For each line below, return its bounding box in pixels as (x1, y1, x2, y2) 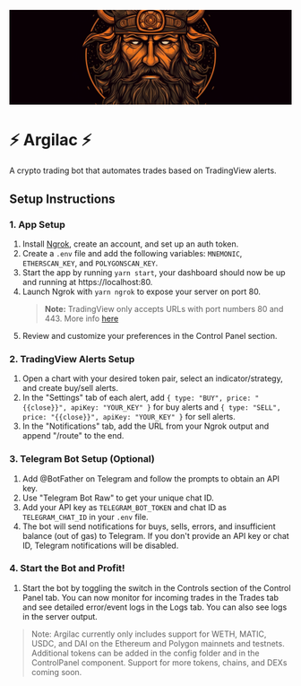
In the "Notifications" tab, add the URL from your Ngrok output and (21, 421, 270, 431)
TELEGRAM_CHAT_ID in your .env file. (21, 511, 150, 522)
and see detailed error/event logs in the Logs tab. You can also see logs (21, 602, 288, 612)
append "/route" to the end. (21, 430, 125, 441)
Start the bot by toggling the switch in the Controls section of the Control (21, 582, 291, 593)
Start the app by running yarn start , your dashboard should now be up (21, 266, 286, 278)
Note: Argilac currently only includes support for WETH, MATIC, (30, 629, 267, 639)
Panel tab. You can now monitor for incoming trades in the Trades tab (21, 592, 279, 603)
